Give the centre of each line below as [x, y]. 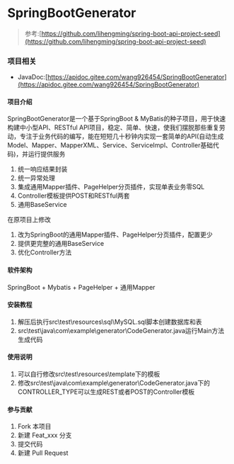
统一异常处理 [36, 178]
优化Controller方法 [45, 252]
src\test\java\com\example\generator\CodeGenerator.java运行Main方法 [121, 330]
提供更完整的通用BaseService [61, 244]
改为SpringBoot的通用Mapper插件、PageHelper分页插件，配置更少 [115, 234]
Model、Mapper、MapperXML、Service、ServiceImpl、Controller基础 [110, 145]
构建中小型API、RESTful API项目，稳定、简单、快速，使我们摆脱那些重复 [113, 128]
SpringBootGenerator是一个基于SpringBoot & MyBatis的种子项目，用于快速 [117, 119]
